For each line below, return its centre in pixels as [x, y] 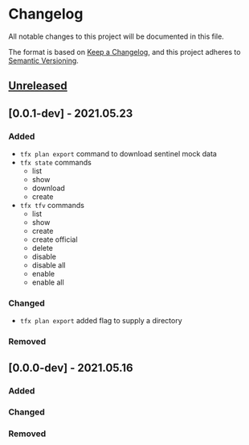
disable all [49, 265]
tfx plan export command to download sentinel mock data [118, 154]
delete [43, 248]
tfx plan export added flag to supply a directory [101, 321]
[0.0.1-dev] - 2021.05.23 [71, 113]
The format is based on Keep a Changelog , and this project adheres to [124, 52]
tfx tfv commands [52, 206]
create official [55, 239]
